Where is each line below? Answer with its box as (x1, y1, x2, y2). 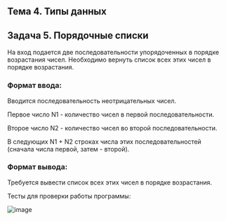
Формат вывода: (7, 162, 68, 172)
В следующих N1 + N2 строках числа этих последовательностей (7, 137, 201, 146)
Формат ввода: (7, 81, 62, 91)
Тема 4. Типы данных (7, 6, 107, 18)
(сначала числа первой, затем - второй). (7, 145, 130, 153)
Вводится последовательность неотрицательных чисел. (7, 96, 177, 105)
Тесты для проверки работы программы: (7, 192, 131, 200)
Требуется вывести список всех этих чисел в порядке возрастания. (7, 178, 213, 187)
